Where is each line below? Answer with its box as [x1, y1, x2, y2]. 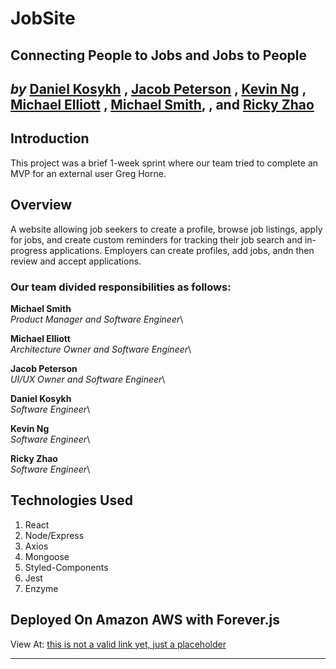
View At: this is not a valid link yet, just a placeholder [10, 638, 227, 650]
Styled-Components [24, 561, 109, 573]
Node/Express [24, 529, 85, 541]
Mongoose [24, 550, 70, 562]
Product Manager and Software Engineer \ [10, 313, 184, 325]
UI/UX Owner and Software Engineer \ [10, 373, 166, 385]
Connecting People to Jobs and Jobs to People [10, 47, 308, 64]
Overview [10, 197, 73, 214]
